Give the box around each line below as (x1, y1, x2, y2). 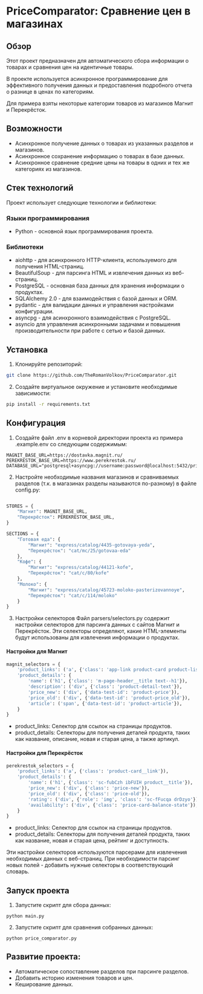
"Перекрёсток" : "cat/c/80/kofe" (28, 570, 110, 576)
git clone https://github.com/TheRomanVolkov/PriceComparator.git (6, 373, 177, 379)
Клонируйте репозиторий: (14, 361, 83, 368)
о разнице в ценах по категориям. (6, 88, 95, 95)
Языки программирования (6, 214, 89, 222)
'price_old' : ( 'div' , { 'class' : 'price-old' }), (28, 790, 150, 797)
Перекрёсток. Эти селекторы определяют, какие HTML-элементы (14, 627, 187, 635)
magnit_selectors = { (6, 661, 61, 667)
